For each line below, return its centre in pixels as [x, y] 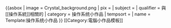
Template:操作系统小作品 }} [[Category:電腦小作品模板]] [64, 20]
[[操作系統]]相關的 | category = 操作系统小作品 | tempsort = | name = [78, 14]
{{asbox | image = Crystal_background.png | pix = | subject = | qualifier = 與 [86, 8]
